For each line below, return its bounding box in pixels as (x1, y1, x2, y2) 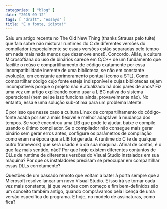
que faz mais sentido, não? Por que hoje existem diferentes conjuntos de (5, 147, 156, 153)
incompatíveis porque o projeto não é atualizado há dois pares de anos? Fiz (5, 84, 162, 90)
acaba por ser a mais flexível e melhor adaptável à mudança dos (17, 114, 151, 121)
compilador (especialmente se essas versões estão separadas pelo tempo (5, 46, 159, 52)
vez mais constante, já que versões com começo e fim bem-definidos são (5, 183, 158, 189)
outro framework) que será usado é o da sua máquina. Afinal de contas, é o (5, 142, 162, 148)
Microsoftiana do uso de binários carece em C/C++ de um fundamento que (5, 56, 161, 63)
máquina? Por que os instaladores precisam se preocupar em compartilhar (5, 157, 160, 164)
